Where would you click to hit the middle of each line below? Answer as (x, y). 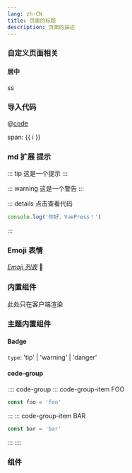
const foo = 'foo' (34, 402)
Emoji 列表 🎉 (25, 267)
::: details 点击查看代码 (40, 204)
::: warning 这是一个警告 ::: (46, 189)
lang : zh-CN (25, 14)
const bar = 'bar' (34, 429)
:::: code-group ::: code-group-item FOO (66, 389)
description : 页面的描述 (41, 27)
